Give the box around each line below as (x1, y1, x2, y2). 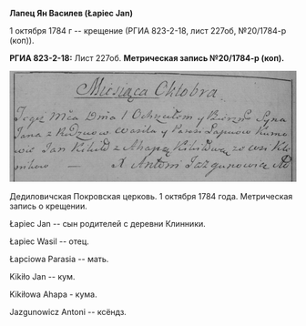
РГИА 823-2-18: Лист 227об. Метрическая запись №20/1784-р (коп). (9, 53, 285, 63)
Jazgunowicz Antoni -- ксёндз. (9, 306, 127, 317)
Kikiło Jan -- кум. (9, 270, 76, 281)
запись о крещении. (9, 200, 88, 211)
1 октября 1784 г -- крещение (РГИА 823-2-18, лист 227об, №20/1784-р (9, 25, 287, 36)
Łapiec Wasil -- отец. (9, 236, 89, 247)
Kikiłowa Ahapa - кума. (9, 289, 97, 300)
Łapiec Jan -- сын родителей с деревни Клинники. (9, 218, 207, 229)
